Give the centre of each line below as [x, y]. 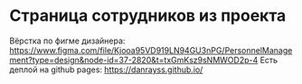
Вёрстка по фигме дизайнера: [67, 41]
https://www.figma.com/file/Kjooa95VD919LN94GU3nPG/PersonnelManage [151, 50]
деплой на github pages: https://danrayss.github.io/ [106, 70]
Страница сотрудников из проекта [148, 16]
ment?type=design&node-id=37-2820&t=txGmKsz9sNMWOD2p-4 [134, 60]
